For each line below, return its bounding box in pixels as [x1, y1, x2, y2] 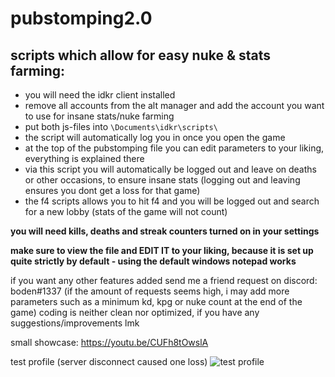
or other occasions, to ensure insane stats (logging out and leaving [24, 174, 301, 186]
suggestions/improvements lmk [10, 317, 140, 329]
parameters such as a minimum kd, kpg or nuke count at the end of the [10, 296, 303, 307]
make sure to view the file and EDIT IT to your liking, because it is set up [10, 245, 314, 256]
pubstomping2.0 [10, 7, 153, 30]
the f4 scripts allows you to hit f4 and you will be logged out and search [24, 195, 320, 207]
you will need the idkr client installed [24, 89, 176, 101]
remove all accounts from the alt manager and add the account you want [24, 100, 325, 111]
